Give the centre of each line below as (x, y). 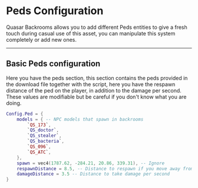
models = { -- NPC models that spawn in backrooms (80, 119)
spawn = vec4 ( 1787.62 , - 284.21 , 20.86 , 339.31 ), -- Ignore (91, 163)
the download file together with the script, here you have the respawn (91, 84)
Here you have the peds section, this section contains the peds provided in (97, 78)
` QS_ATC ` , (39, 152)
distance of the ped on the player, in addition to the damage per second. (94, 90)
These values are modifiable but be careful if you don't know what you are (96, 97)
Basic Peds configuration (53, 64)
